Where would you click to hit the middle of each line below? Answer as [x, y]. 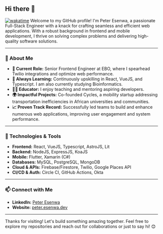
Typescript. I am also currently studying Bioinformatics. [67, 84]
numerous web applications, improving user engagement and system [81, 114]
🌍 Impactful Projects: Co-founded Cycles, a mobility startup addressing [85, 95]
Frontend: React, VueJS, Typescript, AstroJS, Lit [61, 147]
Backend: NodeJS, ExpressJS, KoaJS [50, 152]
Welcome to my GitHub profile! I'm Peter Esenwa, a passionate [93, 20]
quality [12, 41]
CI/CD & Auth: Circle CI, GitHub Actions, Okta [57, 173]
